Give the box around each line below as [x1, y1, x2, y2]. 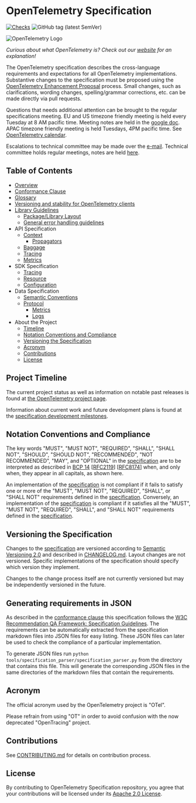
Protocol [23, 300, 44, 307]
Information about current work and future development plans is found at [6, 406, 183, 413]
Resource [23, 275, 47, 282]
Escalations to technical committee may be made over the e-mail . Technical [6, 143, 188, 150]
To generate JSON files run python [6, 650, 89, 657]
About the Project [14, 319, 57, 326]
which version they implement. [6, 564, 80, 571]
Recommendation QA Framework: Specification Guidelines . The [6, 620, 160, 627]
